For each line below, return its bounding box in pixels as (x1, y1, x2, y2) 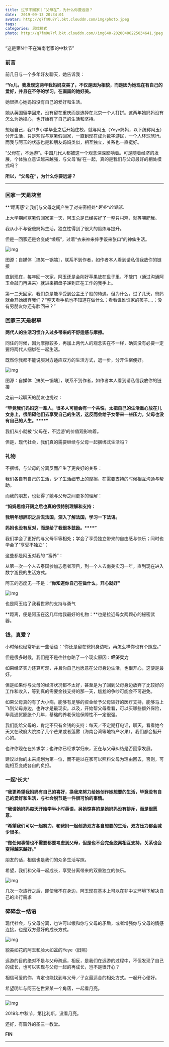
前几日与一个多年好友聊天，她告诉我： (5, 71, 84, 77)
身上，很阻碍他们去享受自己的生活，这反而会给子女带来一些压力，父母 (9, 411, 155, 417)
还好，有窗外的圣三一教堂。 (5, 1021, 63, 1027)
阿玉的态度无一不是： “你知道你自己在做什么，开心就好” (5, 580, 121, 586)
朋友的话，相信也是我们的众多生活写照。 (5, 856, 89, 862)
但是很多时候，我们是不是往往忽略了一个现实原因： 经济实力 (5, 654, 129, 660)
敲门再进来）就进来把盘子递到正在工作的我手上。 (14, 280, 116, 286)
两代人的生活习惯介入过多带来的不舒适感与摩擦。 (5, 329, 107, 335)
